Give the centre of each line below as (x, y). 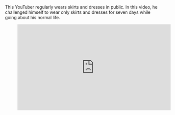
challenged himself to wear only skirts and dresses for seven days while (78, 12)
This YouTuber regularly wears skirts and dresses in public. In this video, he (81, 7)
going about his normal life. (33, 17)
